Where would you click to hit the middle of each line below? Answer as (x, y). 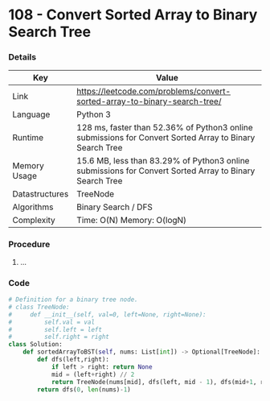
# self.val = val (51, 322)
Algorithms (33, 207)
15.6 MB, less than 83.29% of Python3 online (163, 161)
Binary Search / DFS (114, 207)
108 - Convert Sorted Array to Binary (133, 15)
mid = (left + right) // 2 (93, 374)
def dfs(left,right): (74, 360)
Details (22, 57)
